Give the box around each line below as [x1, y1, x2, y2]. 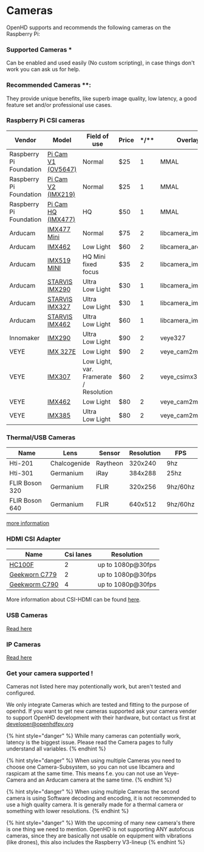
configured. [6, 689, 35, 696]
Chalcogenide [50, 459, 90, 468]
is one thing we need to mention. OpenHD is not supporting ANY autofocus [6, 826, 194, 833]
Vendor [14, 136, 36, 144]
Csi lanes [64, 551, 92, 559]
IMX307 [47, 372, 71, 380]
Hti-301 [9, 469, 33, 478]
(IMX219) [47, 190, 76, 198]
